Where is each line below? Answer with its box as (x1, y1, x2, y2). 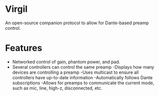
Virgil (5, 3, 28, 15)
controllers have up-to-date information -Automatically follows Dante (12, 74, 153, 80)
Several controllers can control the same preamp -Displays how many (12, 64, 155, 70)
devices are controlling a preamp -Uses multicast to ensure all (12, 69, 139, 75)
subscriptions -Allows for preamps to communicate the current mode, (12, 80, 155, 86)
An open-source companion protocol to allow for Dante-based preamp (5, 20, 149, 26)
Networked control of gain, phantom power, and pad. (12, 58, 120, 65)
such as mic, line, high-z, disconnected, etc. (12, 85, 103, 91)
